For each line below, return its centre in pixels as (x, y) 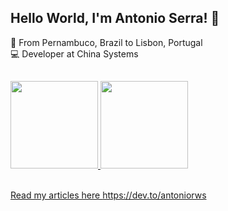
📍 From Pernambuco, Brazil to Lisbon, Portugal (106, 42)
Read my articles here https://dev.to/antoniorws (108, 195)
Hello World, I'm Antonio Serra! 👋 (115, 18)
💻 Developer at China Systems (74, 53)
